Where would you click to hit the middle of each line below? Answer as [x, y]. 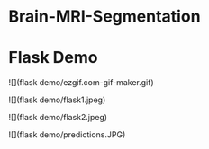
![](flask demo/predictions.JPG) [67, 135]
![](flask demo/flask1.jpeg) [57, 100]
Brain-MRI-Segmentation [104, 17]
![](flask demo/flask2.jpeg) [58, 118]
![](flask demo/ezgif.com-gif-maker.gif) [81, 83]
